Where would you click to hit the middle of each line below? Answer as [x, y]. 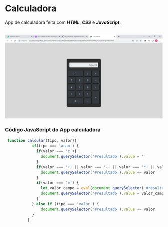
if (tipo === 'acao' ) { [55, 146]
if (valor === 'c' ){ [57, 151]
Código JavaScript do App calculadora [53, 130]
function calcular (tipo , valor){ [42, 141]
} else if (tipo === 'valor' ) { [65, 204]
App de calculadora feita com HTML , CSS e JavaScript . [63, 22]
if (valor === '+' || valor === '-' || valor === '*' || [96, 167]
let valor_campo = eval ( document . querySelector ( [92, 188]
